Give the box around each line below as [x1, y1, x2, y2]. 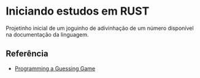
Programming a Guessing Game [14, 65, 96, 72]
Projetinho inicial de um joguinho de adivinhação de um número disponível [6, 24, 194, 32]
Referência [6, 49, 48, 59]
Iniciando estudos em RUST [6, 4, 150, 18]
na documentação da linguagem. [6, 30, 90, 38]
